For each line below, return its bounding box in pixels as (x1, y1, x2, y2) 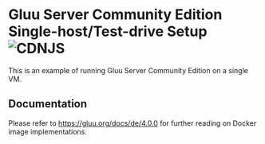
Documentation (8, 97, 88, 111)
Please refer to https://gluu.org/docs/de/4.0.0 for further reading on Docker (8, 118, 257, 128)
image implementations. (8, 126, 88, 136)
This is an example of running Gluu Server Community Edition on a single (8, 65, 249, 75)
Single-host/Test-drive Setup (8, 22, 208, 41)
